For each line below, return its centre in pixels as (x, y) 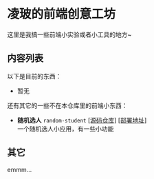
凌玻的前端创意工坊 (62, 14)
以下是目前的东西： (34, 76)
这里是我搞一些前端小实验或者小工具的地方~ (69, 34)
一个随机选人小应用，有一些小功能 (65, 129)
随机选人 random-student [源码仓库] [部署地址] (82, 120)
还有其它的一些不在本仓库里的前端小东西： (67, 105)
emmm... (20, 169)
